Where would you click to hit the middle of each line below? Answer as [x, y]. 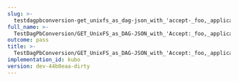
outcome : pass [28, 40]
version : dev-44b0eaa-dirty [49, 66]
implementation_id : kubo [44, 60]
